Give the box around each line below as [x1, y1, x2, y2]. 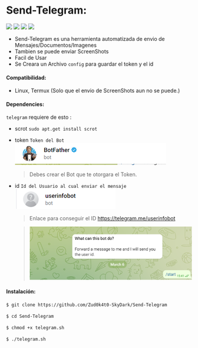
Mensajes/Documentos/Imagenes [14, 41, 97, 48]
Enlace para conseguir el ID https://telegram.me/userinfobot [29, 215, 176, 222]
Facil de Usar [14, 54, 47, 61]
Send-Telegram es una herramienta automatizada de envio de [14, 35, 165, 42]
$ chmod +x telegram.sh [6, 325, 65, 331]
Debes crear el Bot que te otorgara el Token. [29, 171, 137, 178]
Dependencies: [6, 100, 45, 108]
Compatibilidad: [6, 74, 47, 81]
